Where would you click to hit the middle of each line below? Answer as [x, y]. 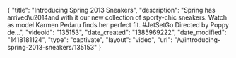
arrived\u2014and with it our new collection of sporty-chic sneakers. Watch [117, 17]
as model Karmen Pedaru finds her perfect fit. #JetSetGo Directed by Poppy [118, 25]
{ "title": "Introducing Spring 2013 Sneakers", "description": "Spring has [111, 10]
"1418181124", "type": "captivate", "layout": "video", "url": [90, 40]
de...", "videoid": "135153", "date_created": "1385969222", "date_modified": [117, 32]
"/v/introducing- [197, 40]
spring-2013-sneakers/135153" [52, 47]
